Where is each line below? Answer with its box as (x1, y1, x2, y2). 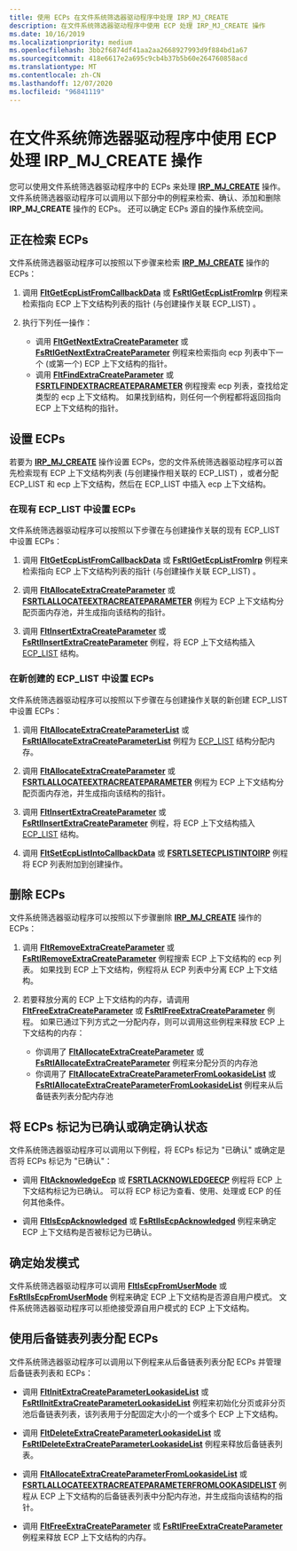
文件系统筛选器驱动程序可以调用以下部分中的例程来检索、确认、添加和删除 (9, 193, 281, 203)
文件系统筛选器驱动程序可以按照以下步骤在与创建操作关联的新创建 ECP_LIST (9, 694, 288, 705)
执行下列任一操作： (21, 317, 93, 328)
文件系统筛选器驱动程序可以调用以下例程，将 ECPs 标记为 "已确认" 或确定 (9, 1144, 277, 1155)
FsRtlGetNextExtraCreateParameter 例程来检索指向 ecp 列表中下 (35, 347, 277, 358)
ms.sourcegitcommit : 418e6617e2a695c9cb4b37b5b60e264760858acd (9, 54, 248, 63)
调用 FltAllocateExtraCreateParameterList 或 (21, 724, 190, 735)
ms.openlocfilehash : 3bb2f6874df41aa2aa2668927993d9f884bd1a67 (9, 46, 248, 55)
